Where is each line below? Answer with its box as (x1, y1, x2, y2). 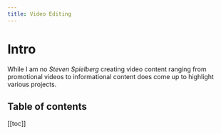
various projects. (7, 80, 57, 88)
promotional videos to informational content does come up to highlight (7, 72, 214, 81)
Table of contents (7, 100, 87, 113)
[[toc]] (7, 119, 26, 128)
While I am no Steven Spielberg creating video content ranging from (7, 65, 207, 73)
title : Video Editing (7, 10, 72, 18)
